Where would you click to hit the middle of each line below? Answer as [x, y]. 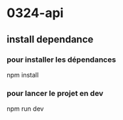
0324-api [35, 13]
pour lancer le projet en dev [55, 93]
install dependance [50, 39]
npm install [23, 75]
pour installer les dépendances [61, 60]
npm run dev [25, 109]
